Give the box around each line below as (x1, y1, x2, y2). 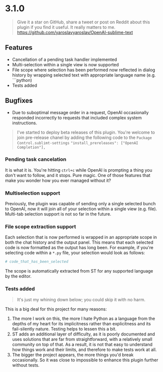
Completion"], (17, 145, 46, 150)
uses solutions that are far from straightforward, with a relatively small (12, 336, 152, 342)
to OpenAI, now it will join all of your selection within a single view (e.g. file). (5, 206, 157, 212)
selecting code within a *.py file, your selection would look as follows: (5, 250, 145, 256)
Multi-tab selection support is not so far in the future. (5, 211, 111, 217)
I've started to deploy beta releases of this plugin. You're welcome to (17, 129, 155, 135)
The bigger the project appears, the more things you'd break (12, 352, 134, 357)
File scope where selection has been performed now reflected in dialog (12, 67, 156, 73)
